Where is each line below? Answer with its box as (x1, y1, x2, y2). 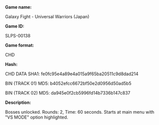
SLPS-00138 (5, 33, 31, 38)
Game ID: (5, 23, 25, 29)
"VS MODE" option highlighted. (5, 114, 68, 120)
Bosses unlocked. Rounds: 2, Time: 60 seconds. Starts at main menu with (5, 109, 155, 115)
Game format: (5, 42, 34, 48)
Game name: (5, 4, 32, 10)
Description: (5, 99, 31, 105)
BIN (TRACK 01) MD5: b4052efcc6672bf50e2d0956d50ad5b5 (5, 81, 131, 86)
